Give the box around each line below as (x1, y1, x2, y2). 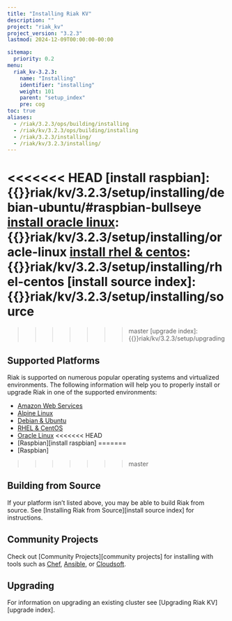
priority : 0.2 (13, 55, 54, 63)
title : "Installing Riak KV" (7, 10, 92, 17)
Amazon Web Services (17, 401, 83, 410)
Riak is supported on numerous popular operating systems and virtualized (7, 373, 219, 381)
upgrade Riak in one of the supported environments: (7, 388, 157, 396)
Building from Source (7, 480, 101, 492)
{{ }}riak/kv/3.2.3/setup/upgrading (128, 334, 225, 343)
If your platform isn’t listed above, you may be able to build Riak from (7, 498, 205, 507)
